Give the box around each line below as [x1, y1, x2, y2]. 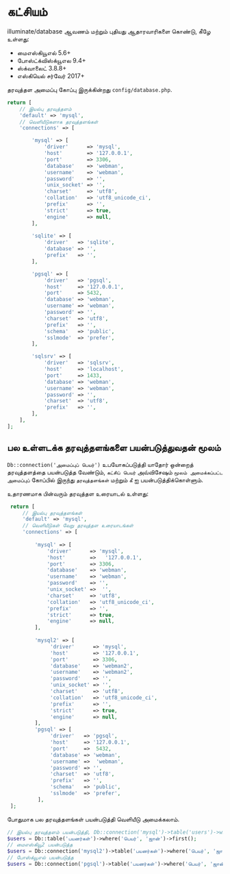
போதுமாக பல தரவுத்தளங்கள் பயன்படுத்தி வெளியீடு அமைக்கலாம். [7, 815, 180, 823]
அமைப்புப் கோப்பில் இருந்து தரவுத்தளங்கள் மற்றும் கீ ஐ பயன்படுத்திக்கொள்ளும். [7, 476, 204, 484]
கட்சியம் [7, 4, 48, 20]
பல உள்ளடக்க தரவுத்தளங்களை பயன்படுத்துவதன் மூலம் [7, 442, 221, 454]
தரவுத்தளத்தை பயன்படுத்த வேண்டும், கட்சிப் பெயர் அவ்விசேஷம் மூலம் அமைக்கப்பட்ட [7, 468, 223, 476]
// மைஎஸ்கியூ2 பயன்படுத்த [7, 841, 73, 849]
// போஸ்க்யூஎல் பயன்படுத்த [7, 854, 74, 861]
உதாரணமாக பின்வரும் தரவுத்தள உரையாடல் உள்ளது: [7, 489, 149, 498]
